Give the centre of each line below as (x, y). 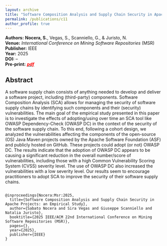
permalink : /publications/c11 (37, 19)
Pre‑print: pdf (20, 64)
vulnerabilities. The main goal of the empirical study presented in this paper (83, 113)
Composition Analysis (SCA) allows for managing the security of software (80, 103)
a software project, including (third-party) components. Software (72, 97)
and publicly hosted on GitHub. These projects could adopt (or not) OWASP (83, 145)
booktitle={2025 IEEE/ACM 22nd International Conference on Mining (81, 217)
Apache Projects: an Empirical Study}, (46, 204)
